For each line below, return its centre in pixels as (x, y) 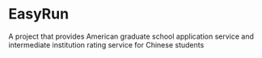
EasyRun (39, 14)
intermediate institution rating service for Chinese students (106, 44)
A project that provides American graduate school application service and (131, 36)
